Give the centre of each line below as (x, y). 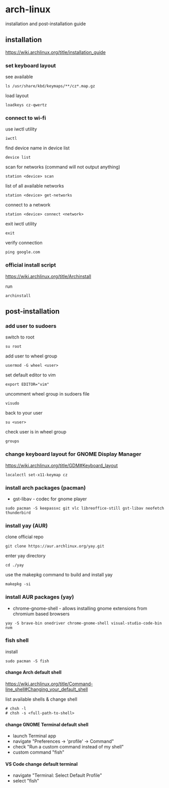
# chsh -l (16, 709)
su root (14, 347)
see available (19, 77)
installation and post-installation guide (46, 24)
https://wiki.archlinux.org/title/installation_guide (56, 52)
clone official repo (24, 537)
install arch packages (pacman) (46, 487)
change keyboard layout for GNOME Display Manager (73, 454)
